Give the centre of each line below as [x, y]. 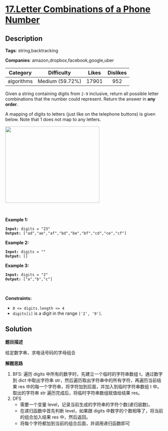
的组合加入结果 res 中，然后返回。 [55, 417]
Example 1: [17, 220]
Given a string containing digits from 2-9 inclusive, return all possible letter [82, 94]
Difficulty [59, 73]
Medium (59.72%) [59, 81]
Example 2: [17, 243]
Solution [19, 329]
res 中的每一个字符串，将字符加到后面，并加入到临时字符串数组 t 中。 [90, 386]
